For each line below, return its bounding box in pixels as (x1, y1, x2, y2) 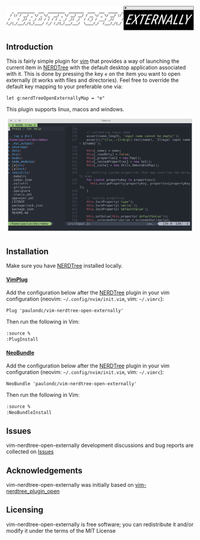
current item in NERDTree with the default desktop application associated (6, 64, 186, 71)
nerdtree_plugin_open (6, 487, 60, 495)
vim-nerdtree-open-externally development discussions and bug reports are (6, 442, 194, 449)
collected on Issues (6, 448, 54, 455)
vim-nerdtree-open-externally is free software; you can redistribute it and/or (6, 520, 194, 528)
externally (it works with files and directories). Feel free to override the (6, 76, 179, 84)
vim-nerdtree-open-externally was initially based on (6, 481, 134, 489)
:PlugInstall (6, 336, 39, 343)
